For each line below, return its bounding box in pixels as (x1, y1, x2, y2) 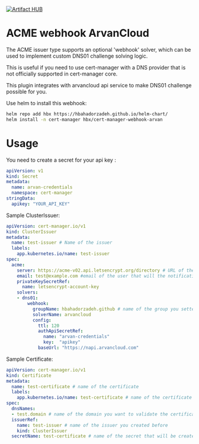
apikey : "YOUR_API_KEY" (11, 201, 70, 207)
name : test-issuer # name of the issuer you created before (17, 422, 168, 428)
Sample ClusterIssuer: (6, 212, 60, 219)
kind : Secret (6, 173, 38, 180)
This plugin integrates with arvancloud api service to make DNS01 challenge (6, 81, 192, 89)
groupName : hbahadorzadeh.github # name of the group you (32, 306, 179, 312)
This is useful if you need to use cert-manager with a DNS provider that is (6, 64, 186, 71)
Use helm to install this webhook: (6, 99, 87, 106)
